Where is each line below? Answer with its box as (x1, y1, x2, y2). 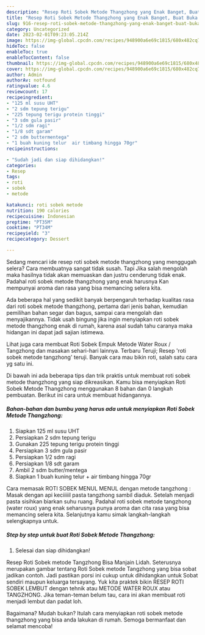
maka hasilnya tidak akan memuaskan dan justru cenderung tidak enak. (6, 271, 186, 279)
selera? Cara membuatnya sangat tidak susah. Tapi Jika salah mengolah (6, 265, 188, 272)
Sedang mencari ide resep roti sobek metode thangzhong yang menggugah (6, 258, 197, 265)
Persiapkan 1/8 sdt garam (15, 460, 79, 467)
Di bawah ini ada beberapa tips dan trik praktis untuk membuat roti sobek (6, 372, 191, 379)
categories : (6, 162, 37, 168)
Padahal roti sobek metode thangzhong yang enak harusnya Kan (6, 277, 169, 285)
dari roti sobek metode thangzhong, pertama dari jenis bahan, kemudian (6, 302, 188, 310)
